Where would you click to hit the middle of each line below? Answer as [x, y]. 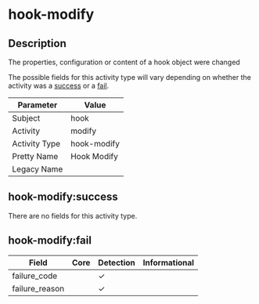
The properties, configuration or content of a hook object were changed [124, 62]
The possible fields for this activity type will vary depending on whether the [130, 77]
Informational [168, 262]
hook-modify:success [63, 197]
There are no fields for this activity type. [73, 215]
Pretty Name [35, 156]
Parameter [38, 105]
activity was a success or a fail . [59, 85]
